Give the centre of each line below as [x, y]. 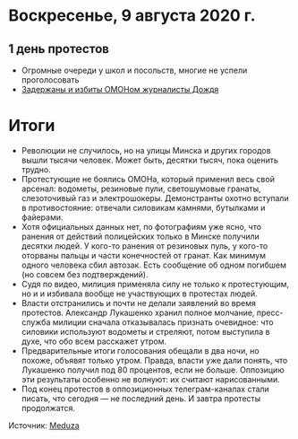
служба [36, 322]
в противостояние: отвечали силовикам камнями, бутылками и [143, 207]
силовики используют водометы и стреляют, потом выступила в [145, 331]
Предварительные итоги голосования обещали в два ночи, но [140, 350]
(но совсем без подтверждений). [85, 274]
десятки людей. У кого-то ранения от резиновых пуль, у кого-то [145, 246]
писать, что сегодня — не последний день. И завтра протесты [141, 398]
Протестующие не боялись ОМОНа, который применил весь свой [148, 179]
